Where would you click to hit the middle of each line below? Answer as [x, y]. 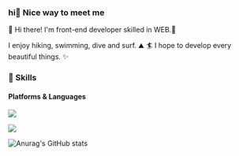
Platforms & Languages [47, 96]
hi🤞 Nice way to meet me [56, 13]
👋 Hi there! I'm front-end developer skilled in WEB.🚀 [92, 30]
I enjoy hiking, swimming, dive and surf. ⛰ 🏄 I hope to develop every [120, 46]
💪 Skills [22, 78]
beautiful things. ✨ [38, 57]
